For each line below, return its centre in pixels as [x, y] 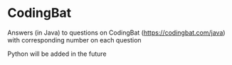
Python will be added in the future [57, 54]
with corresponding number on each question [74, 40]
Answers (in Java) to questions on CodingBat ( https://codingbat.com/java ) [116, 32]
